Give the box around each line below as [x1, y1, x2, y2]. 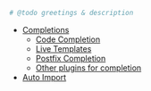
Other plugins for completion [35, 62, 142, 73]
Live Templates [35, 43, 92, 54]
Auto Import [21, 71, 67, 82]
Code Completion [35, 34, 101, 45]
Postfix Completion [35, 53, 106, 63]
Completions [21, 24, 70, 35]
